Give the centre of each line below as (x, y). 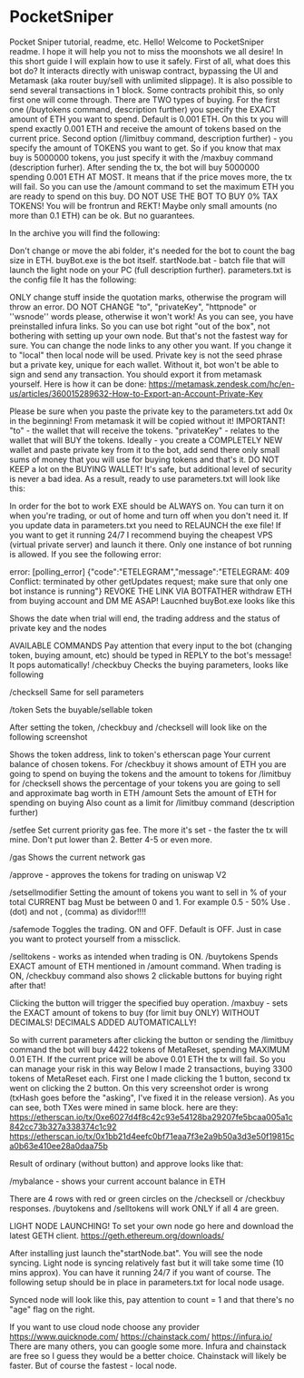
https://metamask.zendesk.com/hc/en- (221, 384)
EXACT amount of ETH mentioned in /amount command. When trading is (145, 966)
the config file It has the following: (73, 280)
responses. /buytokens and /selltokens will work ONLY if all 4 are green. (144, 1208)
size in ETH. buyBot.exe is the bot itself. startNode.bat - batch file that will (147, 260)
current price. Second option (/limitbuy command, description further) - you (151, 138)
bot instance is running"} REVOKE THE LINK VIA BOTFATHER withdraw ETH (151, 591)
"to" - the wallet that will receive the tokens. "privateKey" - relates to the (144, 430)
